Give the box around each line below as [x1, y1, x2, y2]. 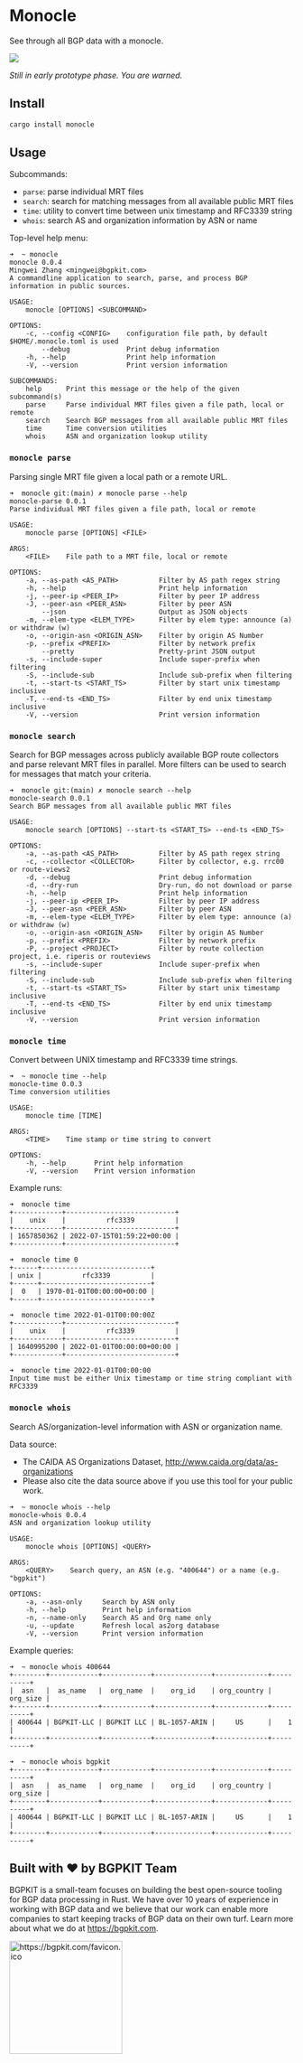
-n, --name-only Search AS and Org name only [25, 1613, 212, 1622]
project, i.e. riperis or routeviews [9, 952, 151, 961]
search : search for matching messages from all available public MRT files [22, 196, 294, 207]
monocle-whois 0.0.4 [9, 1510, 87, 1519]
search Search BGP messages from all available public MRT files [25, 417, 289, 426]
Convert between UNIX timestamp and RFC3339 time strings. [9, 1055, 239, 1065]
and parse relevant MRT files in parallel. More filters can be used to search [9, 759, 287, 770]
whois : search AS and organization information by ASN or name [22, 215, 258, 226]
